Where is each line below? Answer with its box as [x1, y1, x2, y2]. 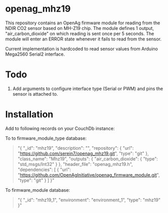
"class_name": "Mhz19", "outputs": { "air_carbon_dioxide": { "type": [17, 155, 158, 162]
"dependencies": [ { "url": [17, 166, 71, 173]
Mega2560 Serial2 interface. [5, 51, 65, 57]
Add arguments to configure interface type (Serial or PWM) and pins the [12, 86, 163, 92]
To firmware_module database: [5, 187, 70, 193]
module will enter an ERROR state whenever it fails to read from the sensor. [5, 36, 162, 42]
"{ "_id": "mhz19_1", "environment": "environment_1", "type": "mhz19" [17, 197, 161, 203]
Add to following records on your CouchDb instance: [5, 125, 115, 132]
